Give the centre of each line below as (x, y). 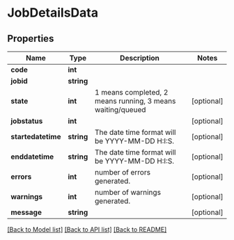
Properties (31, 39)
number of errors (123, 172)
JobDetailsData (53, 13)
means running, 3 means (135, 101)
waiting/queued (120, 110)
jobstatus (27, 121)
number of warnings (128, 192)
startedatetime (36, 137)
